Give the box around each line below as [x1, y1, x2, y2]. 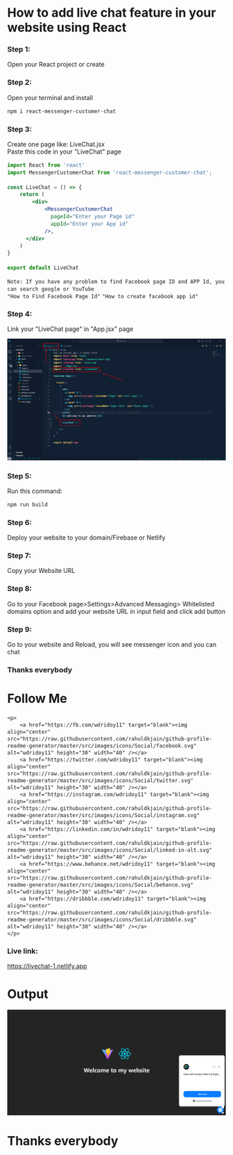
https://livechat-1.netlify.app [7, 962, 87, 971]
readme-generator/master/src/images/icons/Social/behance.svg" [7, 881, 194, 888]
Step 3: [7, 124, 33, 134]
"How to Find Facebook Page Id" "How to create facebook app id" [7, 293, 199, 300]
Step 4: [7, 309, 33, 318]
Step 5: [7, 471, 33, 480]
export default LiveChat [7, 264, 79, 272]
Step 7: [7, 551, 31, 560]
